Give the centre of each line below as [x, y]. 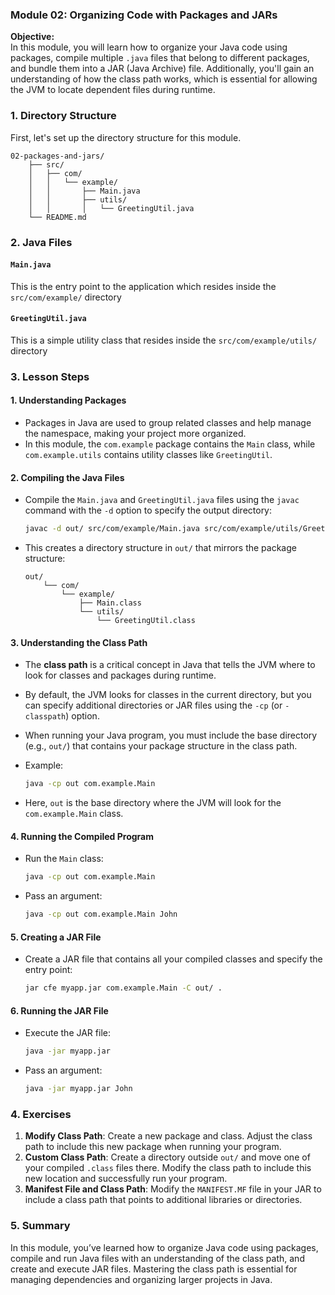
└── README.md [57, 217]
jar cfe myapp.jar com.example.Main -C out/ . [123, 988]
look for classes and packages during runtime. [120, 675]
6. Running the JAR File [59, 1010]
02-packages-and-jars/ [57, 156]
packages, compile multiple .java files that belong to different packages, [160, 58]
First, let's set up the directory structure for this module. [126, 137]
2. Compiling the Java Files [67, 477]
